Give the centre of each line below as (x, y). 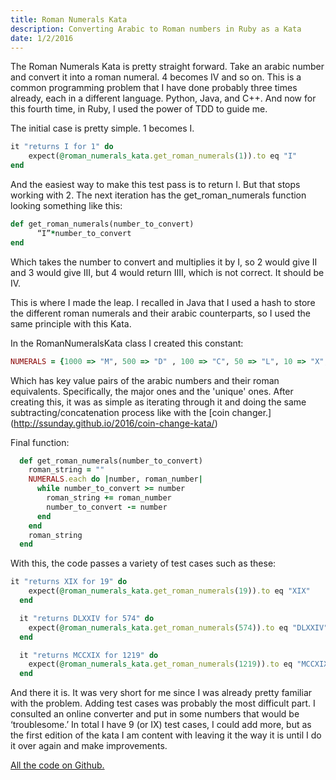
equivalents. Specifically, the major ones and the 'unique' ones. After (152, 391)
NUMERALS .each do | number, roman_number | (115, 479)
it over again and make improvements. (89, 746)
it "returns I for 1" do (62, 147)
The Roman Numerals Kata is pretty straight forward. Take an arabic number (167, 67)
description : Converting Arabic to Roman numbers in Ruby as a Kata (156, 29)
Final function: (40, 442)
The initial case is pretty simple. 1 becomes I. (102, 128)
